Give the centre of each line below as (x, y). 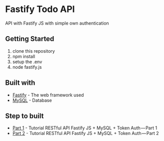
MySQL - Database (32, 100)
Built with (20, 83)
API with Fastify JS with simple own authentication (57, 23)
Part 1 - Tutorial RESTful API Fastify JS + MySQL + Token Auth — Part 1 (85, 128)
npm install (24, 56)
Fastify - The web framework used (48, 95)
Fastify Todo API (40, 9)
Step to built (24, 116)
